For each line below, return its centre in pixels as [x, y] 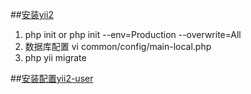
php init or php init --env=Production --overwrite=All [133, 34]
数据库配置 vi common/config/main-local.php [118, 46]
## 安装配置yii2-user [52, 78]
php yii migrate [55, 57]
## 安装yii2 [32, 14]
